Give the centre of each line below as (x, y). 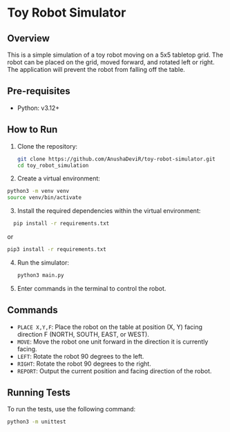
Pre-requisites (39, 91)
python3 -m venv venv (38, 191)
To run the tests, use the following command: (71, 409)
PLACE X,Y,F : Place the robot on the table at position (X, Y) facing (109, 327)
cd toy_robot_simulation (53, 165)
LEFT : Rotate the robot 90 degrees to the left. (80, 356)
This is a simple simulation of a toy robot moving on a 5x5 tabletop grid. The (115, 55)
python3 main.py (40, 275)
